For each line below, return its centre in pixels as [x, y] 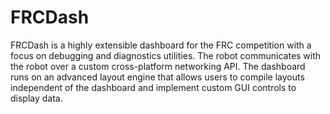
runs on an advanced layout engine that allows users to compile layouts [157, 77]
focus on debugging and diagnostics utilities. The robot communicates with [166, 55]
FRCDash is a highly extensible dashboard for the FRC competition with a [161, 45]
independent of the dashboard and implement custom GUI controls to [153, 87]
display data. [36, 98]
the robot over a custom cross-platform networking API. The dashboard [158, 66]
